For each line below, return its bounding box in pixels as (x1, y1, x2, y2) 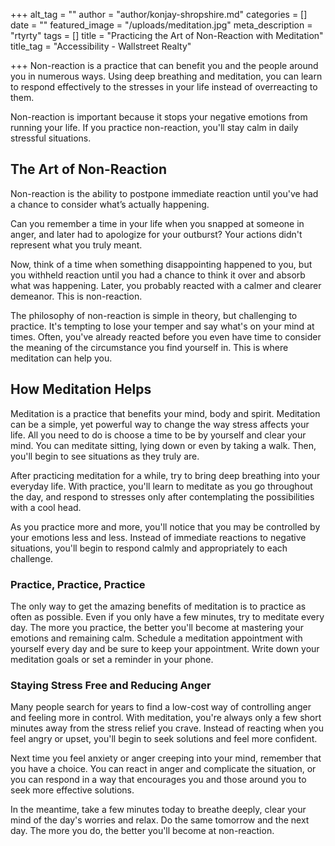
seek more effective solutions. (10, 784, 135, 796)
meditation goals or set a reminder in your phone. (10, 653, 214, 665)
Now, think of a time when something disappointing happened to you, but (10, 258, 313, 270)
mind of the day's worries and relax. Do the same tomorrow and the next (10, 814, 310, 826)
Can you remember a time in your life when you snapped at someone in (10, 217, 305, 229)
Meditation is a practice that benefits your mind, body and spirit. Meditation (10, 407, 321, 419)
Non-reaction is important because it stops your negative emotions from (10, 111, 308, 123)
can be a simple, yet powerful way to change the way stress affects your (10, 418, 310, 430)
